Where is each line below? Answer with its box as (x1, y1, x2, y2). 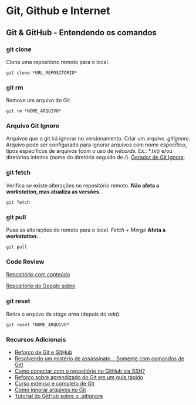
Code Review (6, 257, 45, 266)
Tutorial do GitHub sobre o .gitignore (14, 392, 103, 399)
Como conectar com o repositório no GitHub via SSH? (14, 367, 146, 374)
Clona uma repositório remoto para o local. (6, 58, 110, 65)
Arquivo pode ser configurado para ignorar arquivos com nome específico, (6, 141, 187, 148)
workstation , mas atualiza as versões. (6, 188, 101, 195)
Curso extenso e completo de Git (14, 380, 95, 387)
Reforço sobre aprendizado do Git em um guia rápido (14, 373, 144, 380)
